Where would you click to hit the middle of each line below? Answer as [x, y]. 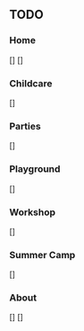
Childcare [31, 83]
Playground [35, 169]
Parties [25, 126]
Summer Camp [42, 255]
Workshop [33, 212]
